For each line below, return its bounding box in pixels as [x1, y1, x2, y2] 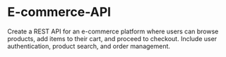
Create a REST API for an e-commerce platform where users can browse [7, 27, 219, 35]
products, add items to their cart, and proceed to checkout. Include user [7, 34, 218, 42]
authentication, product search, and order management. [7, 42, 171, 50]
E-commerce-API [7, 4, 112, 20]
